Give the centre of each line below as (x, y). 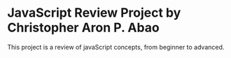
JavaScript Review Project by (94, 13)
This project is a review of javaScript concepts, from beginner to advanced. (116, 47)
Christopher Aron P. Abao (83, 28)
